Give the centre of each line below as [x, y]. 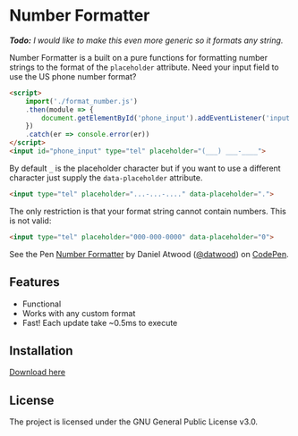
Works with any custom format [79, 313]
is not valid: [30, 221]
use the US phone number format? [73, 76]
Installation [41, 351]
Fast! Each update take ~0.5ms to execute [100, 323]
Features [34, 282]
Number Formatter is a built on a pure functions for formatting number [139, 57]
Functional [42, 304]
